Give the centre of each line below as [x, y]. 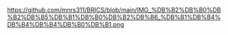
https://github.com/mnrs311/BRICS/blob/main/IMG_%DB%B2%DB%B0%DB [114, 10]
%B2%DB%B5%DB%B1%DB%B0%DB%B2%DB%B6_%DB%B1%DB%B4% [114, 17]
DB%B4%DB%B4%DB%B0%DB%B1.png [66, 24]
